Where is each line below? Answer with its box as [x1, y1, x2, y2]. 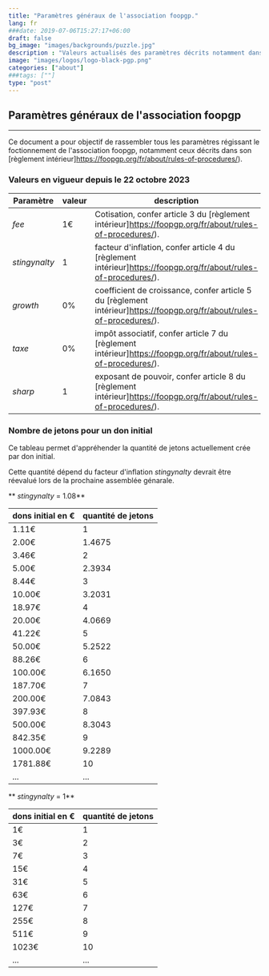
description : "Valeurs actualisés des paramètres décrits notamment [8, 49, 246, 57]
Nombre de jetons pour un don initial [8, 425, 153, 436]
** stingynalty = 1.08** [8, 490, 86, 501]
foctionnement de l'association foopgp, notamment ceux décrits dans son [8, 146, 252, 155]
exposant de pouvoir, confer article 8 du [94, 370, 246, 381]
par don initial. [8, 451, 56, 461]
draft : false [8, 34, 52, 42]
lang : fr [8, 19, 38, 27]
